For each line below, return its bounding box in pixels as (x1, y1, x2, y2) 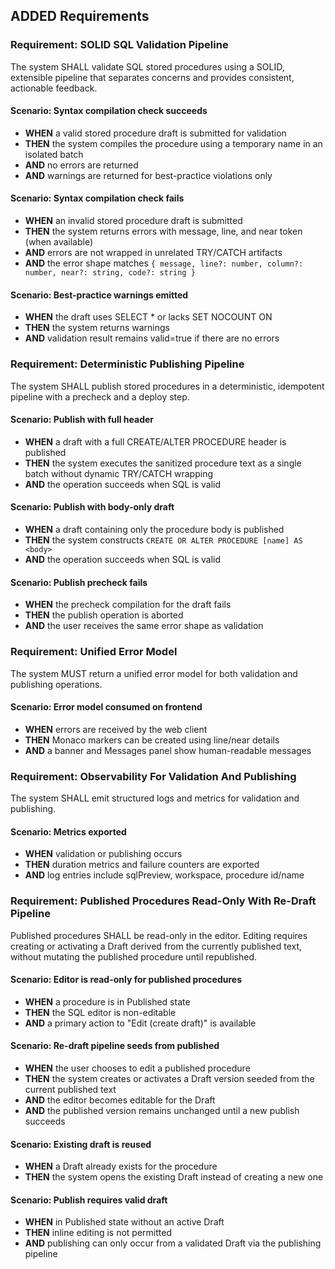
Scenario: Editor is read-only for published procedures (10, 974, 243, 986)
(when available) (24, 236, 94, 248)
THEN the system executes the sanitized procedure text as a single (24, 457, 302, 469)
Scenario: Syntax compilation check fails (10, 192, 185, 204)
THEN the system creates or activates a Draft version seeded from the (24, 1072, 315, 1084)
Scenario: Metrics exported (10, 825, 127, 838)
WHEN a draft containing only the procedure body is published (24, 524, 285, 535)
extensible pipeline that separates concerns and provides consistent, (10, 71, 295, 83)
